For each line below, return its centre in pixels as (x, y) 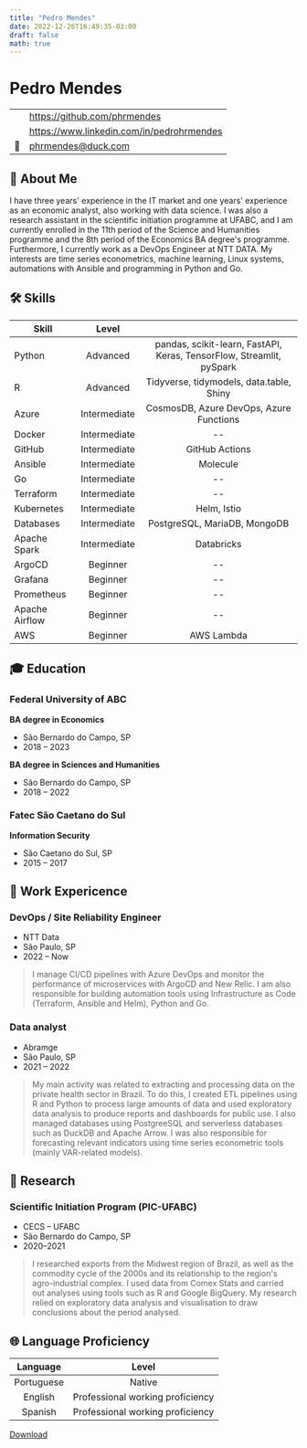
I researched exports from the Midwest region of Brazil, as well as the (163, 1264)
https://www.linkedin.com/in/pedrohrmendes (126, 132)
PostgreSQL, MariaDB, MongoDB (218, 523)
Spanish (39, 1412)
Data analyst (38, 1027)
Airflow (30, 620)
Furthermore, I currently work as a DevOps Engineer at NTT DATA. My (141, 249)
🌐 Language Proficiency (80, 1341)
